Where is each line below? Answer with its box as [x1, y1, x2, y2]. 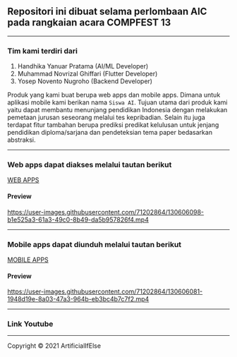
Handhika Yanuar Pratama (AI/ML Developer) [17, 62, 149, 71]
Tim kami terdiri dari [7, 46, 78, 56]
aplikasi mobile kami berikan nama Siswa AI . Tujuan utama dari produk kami [7, 98, 228, 107]
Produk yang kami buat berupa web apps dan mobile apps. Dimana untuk [7, 91, 221, 99]
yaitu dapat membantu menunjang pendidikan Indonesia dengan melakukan [7, 106, 228, 114]
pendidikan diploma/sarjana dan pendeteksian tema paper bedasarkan [7, 128, 213, 137]
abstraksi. [7, 135, 37, 144]
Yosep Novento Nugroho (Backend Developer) [17, 77, 153, 85]
